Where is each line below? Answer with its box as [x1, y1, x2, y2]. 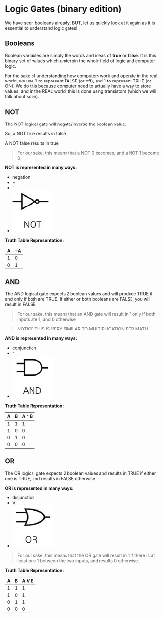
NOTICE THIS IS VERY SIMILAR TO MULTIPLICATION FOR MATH [17, 326, 148, 331]
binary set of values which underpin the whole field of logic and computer [5, 58, 155, 64]
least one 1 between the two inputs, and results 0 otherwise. [17, 557, 139, 564]
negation [12, 174, 31, 180]
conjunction [12, 345, 37, 351]
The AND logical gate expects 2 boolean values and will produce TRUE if [5, 290, 153, 297]
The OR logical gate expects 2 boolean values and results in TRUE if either [5, 470, 156, 476]
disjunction [12, 494, 35, 500]
